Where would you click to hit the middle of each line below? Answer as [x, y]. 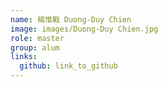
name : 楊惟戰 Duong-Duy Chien [71, 19]
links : [24, 57]
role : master [37, 38]
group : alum [35, 47]
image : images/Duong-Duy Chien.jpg [84, 29]
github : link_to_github [68, 66]
